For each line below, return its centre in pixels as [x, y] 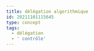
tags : [13, 28]
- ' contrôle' [29, 39]
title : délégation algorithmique [47, 11]
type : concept [24, 22]
